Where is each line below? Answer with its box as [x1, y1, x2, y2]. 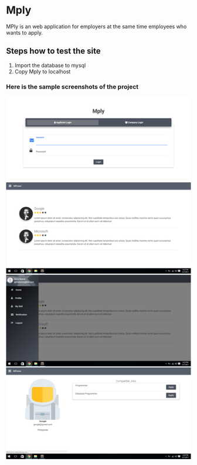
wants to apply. [6, 29, 43, 36]
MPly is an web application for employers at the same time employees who [6, 23, 187, 30]
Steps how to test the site [6, 46, 101, 56]
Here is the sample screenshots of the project [6, 83, 139, 91]
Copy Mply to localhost [14, 68, 71, 75]
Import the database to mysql [14, 62, 86, 69]
